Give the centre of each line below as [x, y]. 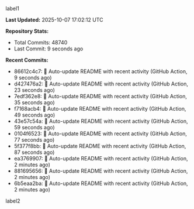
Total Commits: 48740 [41, 42]
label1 [13, 8]
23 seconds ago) [34, 90]
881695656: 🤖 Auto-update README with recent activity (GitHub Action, [101, 171]
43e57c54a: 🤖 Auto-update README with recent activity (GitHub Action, [101, 121]
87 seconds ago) [34, 152]
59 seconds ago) [34, 127]
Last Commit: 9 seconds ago [49, 49]
